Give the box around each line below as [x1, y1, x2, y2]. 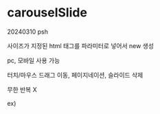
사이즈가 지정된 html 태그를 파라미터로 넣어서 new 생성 [7, 41, 155, 49]
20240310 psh [7, 27, 48, 36]
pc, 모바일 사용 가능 [7, 56, 60, 65]
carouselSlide [7, 5, 88, 21]
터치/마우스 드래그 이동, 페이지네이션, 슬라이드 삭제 [7, 71, 144, 79]
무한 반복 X [7, 85, 37, 93]
